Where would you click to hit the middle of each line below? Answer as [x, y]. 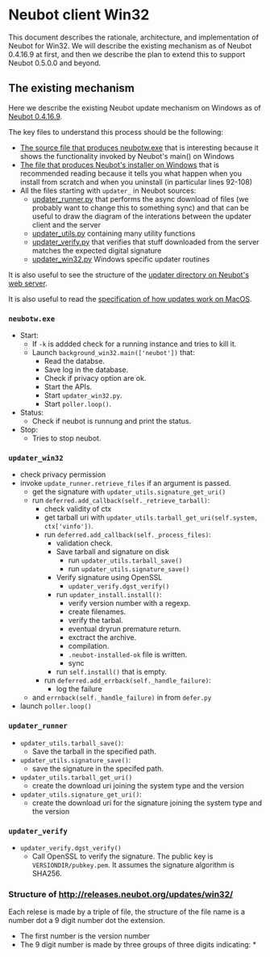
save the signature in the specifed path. [98, 768]
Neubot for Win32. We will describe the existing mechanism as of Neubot [130, 45]
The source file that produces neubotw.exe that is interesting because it [139, 148]
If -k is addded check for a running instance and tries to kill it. [134, 344]
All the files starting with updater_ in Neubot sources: [108, 190]
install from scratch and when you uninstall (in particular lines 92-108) [136, 182]
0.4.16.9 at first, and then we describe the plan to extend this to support [127, 54]
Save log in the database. [86, 370]
